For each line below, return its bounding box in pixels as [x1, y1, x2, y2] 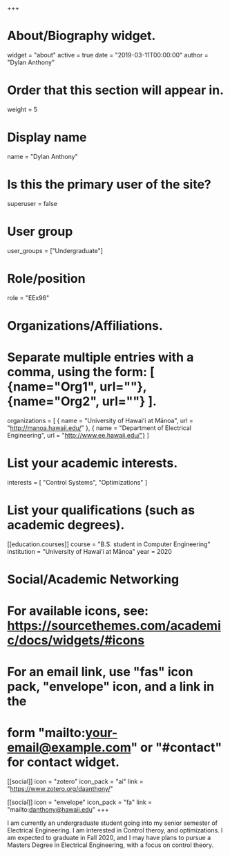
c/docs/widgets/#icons [7, 633, 145, 648]
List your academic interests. [7, 455, 178, 471]
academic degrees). [7, 517, 125, 532]
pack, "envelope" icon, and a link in [7, 679, 215, 695]
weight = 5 [7, 105, 38, 113]
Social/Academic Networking [7, 571, 180, 587]
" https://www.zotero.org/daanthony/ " [7, 785, 114, 793]
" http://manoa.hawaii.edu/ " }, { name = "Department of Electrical [7, 423, 192, 432]
